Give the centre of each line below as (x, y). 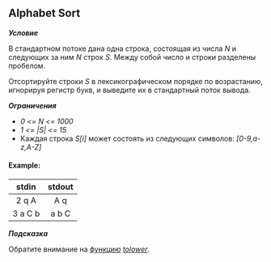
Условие (23, 32)
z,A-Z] (31, 147)
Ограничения (32, 105)
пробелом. (27, 65)
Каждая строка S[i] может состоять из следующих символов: (127, 138)
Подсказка (28, 234)
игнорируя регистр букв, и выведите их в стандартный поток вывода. (129, 90)
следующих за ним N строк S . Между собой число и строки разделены (132, 57)
